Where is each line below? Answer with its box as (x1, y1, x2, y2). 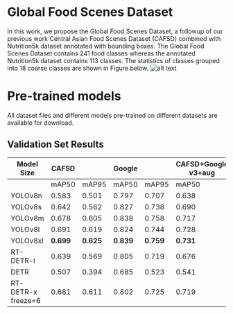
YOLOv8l (10, 225, 40, 234)
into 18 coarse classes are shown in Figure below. (7, 64, 149, 72)
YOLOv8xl (10, 236, 44, 245)
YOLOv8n (10, 191, 43, 200)
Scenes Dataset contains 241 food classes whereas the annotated (7, 49, 196, 58)
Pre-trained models (7, 88, 121, 104)
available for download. (7, 119, 74, 127)
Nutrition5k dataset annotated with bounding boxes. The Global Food (7, 42, 205, 50)
